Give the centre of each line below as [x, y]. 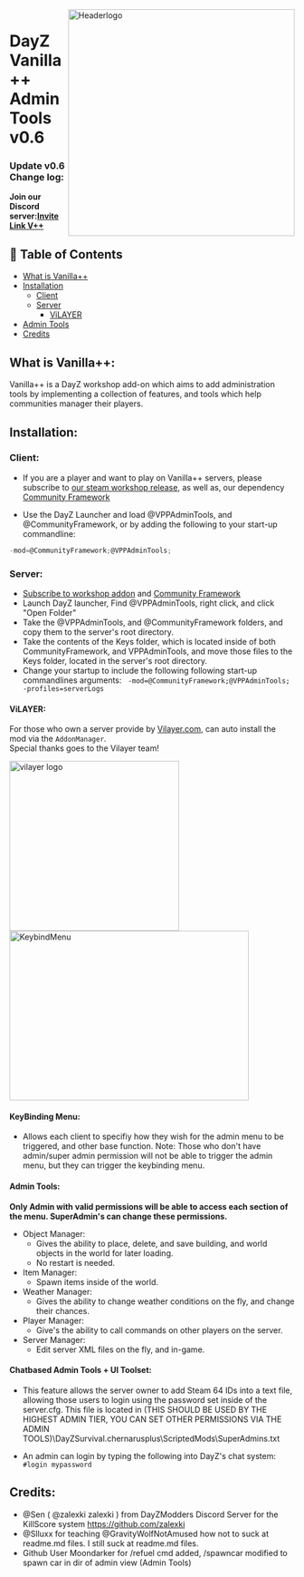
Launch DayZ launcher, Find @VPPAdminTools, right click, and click [148, 603]
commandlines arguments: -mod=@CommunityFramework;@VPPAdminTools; [156, 680]
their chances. [63, 1310]
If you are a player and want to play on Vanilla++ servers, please [142, 477]
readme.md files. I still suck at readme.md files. [110, 1543]
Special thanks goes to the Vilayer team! [85, 748]
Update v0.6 [37, 166]
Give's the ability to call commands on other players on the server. [159, 1330]
